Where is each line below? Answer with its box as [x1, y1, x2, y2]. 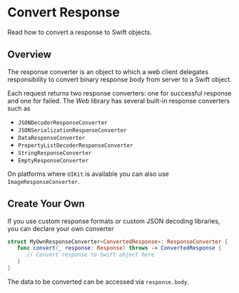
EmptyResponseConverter [17, 157, 89, 164]
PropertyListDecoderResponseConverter [17, 142, 133, 149]
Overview [7, 48, 52, 61]
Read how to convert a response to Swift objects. [7, 28, 152, 36]
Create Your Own [7, 197, 86, 210]
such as [7, 104, 31, 113]
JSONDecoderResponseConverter [17, 119, 108, 126]
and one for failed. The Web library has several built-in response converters [7, 96, 230, 105]
